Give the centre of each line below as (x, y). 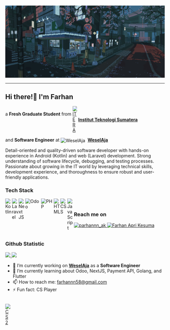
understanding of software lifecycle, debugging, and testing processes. (80, 161)
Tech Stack (19, 190)
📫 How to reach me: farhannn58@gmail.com (60, 282)
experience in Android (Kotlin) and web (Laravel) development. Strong (78, 155)
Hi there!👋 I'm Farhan (39, 97)
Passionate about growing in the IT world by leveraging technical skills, (79, 166)
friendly (13, 177)
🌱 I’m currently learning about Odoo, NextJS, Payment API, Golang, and (87, 271)
